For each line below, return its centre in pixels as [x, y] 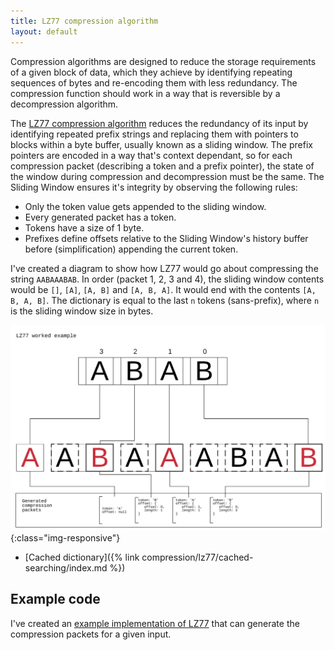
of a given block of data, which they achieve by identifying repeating [151, 72]
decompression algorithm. [64, 104]
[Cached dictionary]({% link [82, 557]
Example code [55, 599]
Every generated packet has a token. [100, 217]
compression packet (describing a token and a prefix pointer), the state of [162, 166]
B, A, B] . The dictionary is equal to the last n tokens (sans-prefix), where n [165, 300]
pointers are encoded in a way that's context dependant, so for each [151, 155]
